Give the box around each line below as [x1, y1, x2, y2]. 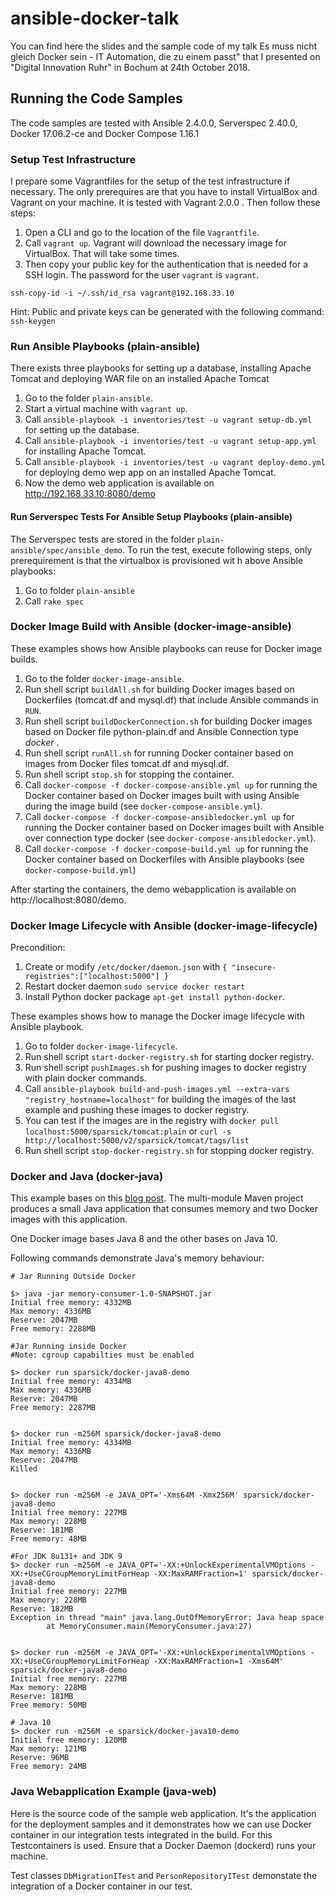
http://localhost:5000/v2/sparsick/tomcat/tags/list [24, 1136, 250, 1146]
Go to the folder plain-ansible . [24, 392, 153, 404]
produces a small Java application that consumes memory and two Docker [10, 1203, 318, 1215]
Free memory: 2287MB [10, 1403, 97, 1413]
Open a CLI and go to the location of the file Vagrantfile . [24, 227, 260, 239]
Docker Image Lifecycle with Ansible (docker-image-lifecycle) [10, 918, 318, 932]
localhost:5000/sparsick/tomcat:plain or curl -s [24, 1125, 232, 1137]
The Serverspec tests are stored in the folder [10, 533, 195, 545]
